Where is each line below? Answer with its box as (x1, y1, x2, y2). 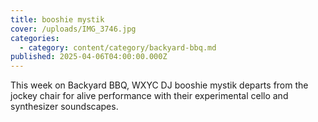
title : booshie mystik (10, 14, 105, 25)
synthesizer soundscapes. (10, 101, 119, 113)
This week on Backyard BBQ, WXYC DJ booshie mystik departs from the (10, 79, 309, 91)
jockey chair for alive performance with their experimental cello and (10, 90, 289, 102)
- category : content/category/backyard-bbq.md (19, 42, 217, 53)
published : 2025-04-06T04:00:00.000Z (10, 52, 168, 62)
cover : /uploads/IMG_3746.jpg (10, 24, 137, 34)
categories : (10, 33, 60, 43)
